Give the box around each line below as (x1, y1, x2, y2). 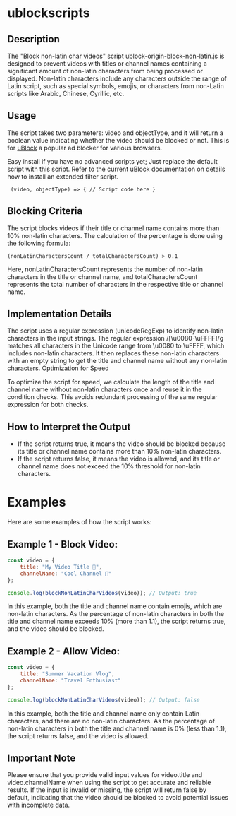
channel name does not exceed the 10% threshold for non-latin (17, 462, 201, 471)
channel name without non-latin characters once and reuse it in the (7, 385, 202, 394)
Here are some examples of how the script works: (7, 518, 152, 526)
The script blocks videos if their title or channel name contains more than (7, 224, 220, 232)
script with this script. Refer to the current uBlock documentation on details (7, 165, 225, 173)
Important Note (7, 752, 76, 764)
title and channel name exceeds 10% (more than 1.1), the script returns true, (7, 617, 226, 626)
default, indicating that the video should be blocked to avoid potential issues (7, 793, 229, 802)
